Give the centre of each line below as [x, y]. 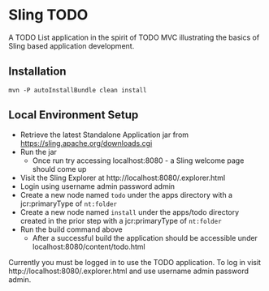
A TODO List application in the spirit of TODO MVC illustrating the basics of [134, 37]
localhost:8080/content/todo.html [89, 246]
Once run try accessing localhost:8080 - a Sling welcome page [138, 160]
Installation [37, 72]
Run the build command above [72, 229]
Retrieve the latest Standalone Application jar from [104, 135]
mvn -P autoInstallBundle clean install [78, 90]
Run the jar [38, 152]
